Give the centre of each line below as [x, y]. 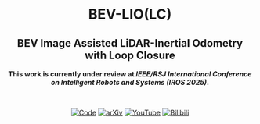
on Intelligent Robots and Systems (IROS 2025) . [130, 82]
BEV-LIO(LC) [130, 14]
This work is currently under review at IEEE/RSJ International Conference [130, 74]
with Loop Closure [130, 55]
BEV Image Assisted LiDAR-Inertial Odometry [130, 43]
